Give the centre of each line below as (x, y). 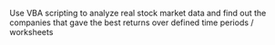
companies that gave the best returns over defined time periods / (132, 22)
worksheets (31, 32)
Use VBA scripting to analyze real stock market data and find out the (138, 13)
